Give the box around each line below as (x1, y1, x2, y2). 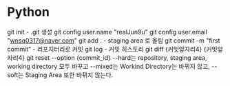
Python (7, 4, 50, 20)
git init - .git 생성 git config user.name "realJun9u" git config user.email (7, 28, 208, 36)
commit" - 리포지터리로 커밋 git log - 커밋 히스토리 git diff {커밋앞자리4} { (7, 45, 207, 53)
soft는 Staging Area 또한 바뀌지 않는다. (7, 70, 114, 79)
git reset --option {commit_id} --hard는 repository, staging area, (26, 53, 208, 62)
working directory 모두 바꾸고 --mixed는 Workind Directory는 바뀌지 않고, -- (7, 62, 218, 70)
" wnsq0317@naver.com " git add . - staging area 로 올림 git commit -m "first (7, 36, 220, 45)
